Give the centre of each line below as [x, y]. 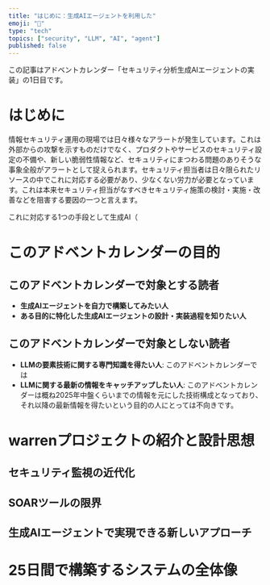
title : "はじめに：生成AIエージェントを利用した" [82, 16]
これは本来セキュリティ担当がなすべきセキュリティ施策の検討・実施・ [137, 190]
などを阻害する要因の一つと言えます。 [79, 200]
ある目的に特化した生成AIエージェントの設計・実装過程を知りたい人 [133, 316]
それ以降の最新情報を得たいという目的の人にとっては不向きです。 [129, 405]
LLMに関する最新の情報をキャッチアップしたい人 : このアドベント [128, 385]
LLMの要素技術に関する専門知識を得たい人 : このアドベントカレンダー [135, 365]
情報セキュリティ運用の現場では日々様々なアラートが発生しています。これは [135, 140]
